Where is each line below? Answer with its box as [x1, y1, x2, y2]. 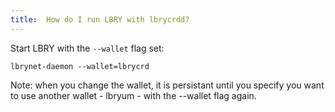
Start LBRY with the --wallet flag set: [10, 42, 165, 54]
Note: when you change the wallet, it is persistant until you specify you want [10, 79, 325, 91]
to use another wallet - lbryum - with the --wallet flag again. [10, 89, 257, 101]
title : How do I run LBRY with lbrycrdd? [10, 14, 190, 25]
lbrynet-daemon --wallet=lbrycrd [10, 61, 150, 71]
